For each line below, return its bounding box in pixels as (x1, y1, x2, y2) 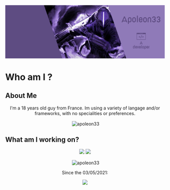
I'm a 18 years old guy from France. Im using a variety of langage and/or (10, 105, 160, 111)
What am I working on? (5, 135, 79, 144)
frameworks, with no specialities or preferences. (34, 110, 136, 116)
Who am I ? (5, 71, 53, 83)
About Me (5, 91, 37, 100)
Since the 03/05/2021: (61, 169, 109, 175)
